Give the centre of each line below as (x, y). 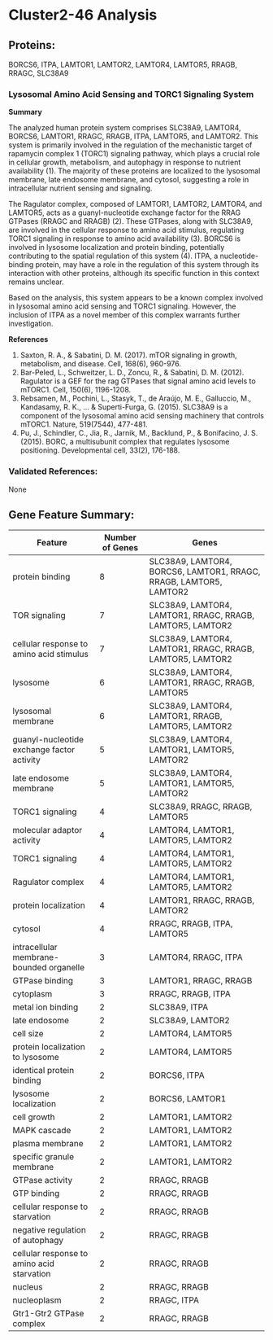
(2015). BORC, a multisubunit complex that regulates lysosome (125, 442)
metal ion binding (45, 1007)
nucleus (28, 1287)
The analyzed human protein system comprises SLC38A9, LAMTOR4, (125, 128)
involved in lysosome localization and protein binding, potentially (117, 247)
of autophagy (38, 1241)
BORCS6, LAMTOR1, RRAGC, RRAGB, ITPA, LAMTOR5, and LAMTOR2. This (133, 137)
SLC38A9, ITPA (179, 1007)
